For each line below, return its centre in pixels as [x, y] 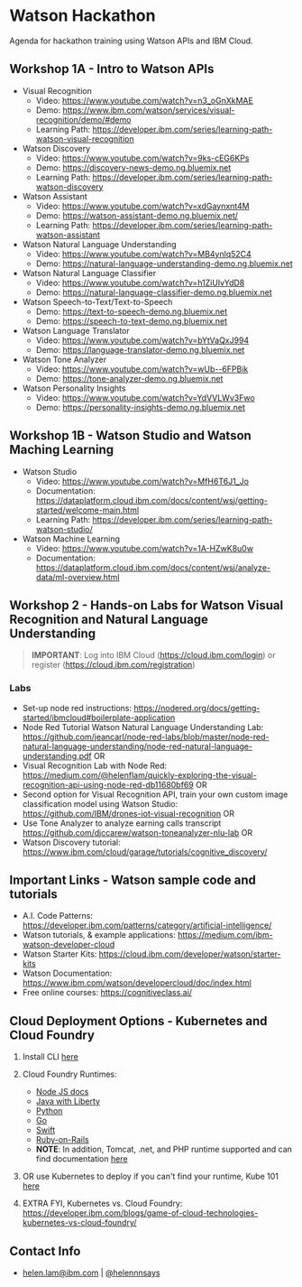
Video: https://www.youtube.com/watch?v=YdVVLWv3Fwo [145, 397]
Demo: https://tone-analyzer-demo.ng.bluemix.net [129, 378]
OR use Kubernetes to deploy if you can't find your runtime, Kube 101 [151, 1176]
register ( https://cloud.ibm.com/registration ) [113, 665]
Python [49, 1111]
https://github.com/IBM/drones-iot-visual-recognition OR [128, 813]
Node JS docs [62, 1092]
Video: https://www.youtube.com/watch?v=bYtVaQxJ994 [142, 340]
